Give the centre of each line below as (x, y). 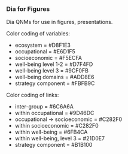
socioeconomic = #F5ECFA (48, 58)
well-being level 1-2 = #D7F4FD (54, 64)
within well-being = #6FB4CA (51, 132)
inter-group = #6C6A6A (44, 107)
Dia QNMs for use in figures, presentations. (60, 22)
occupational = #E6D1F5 (45, 52)
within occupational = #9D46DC (54, 113)
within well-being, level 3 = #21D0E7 (60, 138)
